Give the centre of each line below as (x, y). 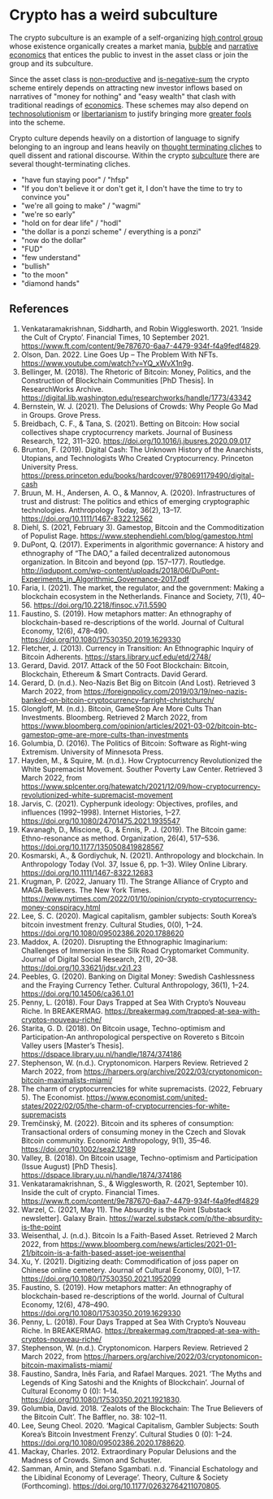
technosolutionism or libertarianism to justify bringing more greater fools (130, 113)
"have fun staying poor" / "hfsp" (75, 180)
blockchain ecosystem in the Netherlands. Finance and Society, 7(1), (136, 596)
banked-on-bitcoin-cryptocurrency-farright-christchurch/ (117, 700)
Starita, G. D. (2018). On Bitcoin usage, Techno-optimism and (123, 1028)
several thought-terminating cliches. (70, 163)
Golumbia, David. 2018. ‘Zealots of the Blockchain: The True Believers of (142, 1408)
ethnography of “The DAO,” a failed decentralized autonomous (126, 553)
